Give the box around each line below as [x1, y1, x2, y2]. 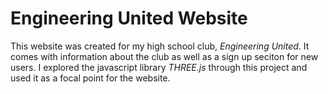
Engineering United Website [10, 7, 248, 30]
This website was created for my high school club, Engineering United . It [10, 40, 310, 52]
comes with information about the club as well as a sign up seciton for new [10, 50, 319, 62]
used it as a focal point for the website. [10, 72, 171, 84]
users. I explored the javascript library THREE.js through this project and [10, 61, 308, 73]
